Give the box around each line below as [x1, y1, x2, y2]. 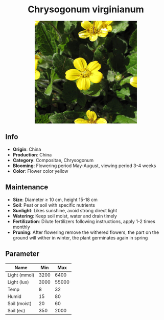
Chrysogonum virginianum [28, 4, 144, 15]
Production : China [12, 151, 52, 157]
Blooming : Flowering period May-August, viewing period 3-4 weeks [12, 163, 156, 169]
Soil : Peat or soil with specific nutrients [12, 202, 96, 208]
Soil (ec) [7, 308, 26, 314]
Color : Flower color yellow [12, 168, 68, 174]
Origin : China [12, 146, 41, 152]
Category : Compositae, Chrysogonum [12, 157, 94, 163]
